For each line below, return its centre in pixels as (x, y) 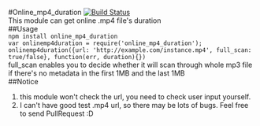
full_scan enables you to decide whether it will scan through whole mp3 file (130, 65)
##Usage (23, 29)
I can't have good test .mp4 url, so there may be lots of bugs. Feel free (134, 105)
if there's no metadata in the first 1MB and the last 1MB (97, 73)
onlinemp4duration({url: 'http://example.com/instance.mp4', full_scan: (130, 50)
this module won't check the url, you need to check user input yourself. (135, 97)
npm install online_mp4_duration (63, 36)
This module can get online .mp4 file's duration (85, 20)
